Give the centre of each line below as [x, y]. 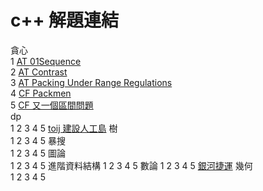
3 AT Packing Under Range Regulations [91, 82]
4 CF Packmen [41, 93]
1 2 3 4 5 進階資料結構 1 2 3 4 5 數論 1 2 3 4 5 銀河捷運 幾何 [131, 165]
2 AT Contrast [39, 72]
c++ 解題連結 [65, 20]
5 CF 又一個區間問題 [52, 105]
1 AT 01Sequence [46, 61]
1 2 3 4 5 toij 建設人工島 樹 [64, 128]
